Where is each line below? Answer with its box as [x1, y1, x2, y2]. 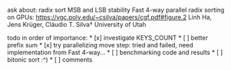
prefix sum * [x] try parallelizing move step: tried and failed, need [7, 41, 194, 49]
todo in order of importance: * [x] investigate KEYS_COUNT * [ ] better [7, 34, 208, 42]
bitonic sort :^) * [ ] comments [7, 56, 93, 64]
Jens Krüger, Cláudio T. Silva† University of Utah [7, 21, 146, 28]
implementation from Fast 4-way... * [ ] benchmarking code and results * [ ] [7, 48, 223, 56]
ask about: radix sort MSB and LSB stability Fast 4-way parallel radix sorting [7, 6, 225, 14]
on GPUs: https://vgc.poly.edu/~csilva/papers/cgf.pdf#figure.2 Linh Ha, [7, 13, 212, 21]
